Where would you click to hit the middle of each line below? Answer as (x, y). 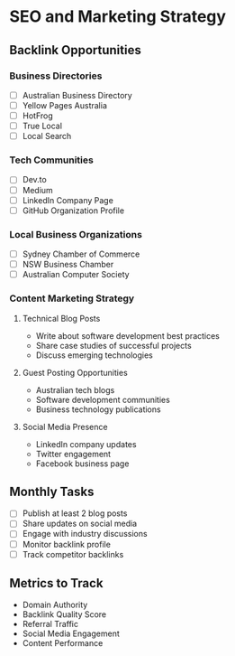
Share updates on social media (80, 524)
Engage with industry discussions (85, 534)
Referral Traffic (50, 624)
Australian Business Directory (77, 95)
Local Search (47, 136)
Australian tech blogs (75, 389)
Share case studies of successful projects (113, 345)
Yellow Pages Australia (65, 105)
